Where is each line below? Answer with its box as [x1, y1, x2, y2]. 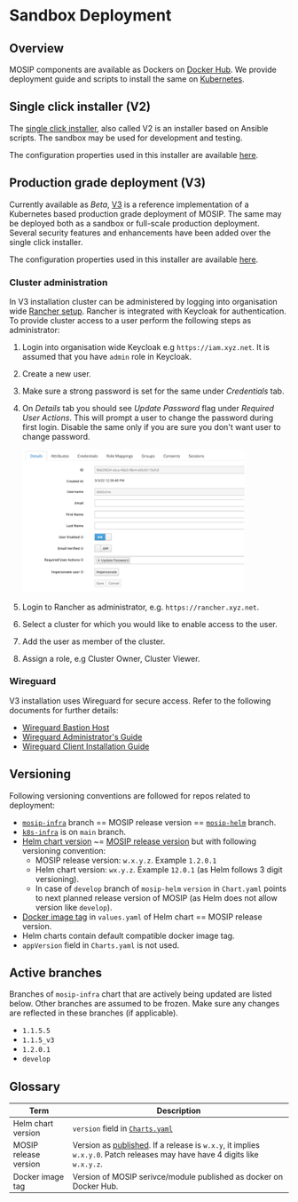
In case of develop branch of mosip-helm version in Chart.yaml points [35, 883, 286, 894]
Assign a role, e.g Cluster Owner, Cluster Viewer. [21, 653, 200, 664]
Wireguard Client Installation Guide [21, 741, 150, 752]
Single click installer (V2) [9, 100, 151, 115]
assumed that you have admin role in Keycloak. [21, 351, 192, 362]
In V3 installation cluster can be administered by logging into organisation [9, 296, 278, 306]
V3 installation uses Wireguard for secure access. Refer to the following [9, 695, 271, 706]
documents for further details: [9, 704, 119, 715]
